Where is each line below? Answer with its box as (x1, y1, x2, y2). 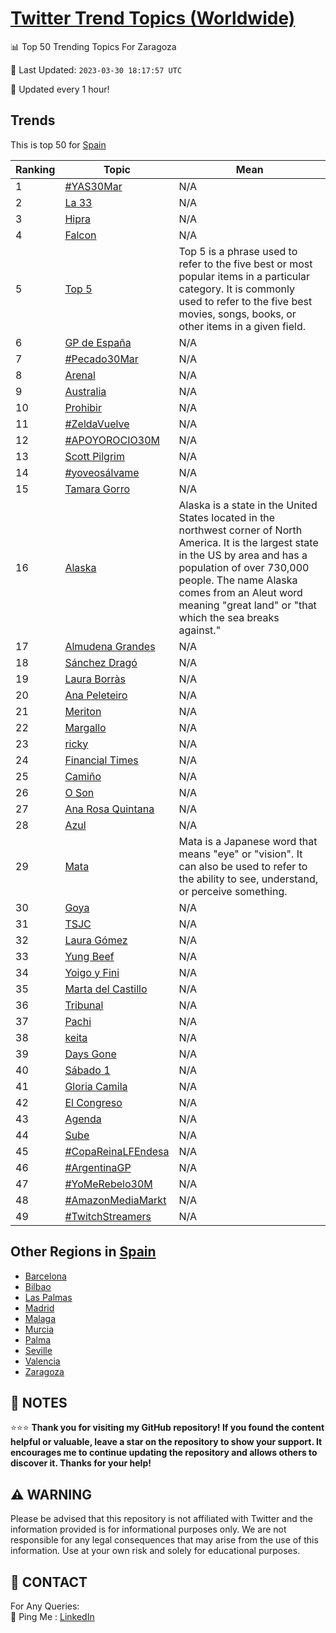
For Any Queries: (10, 1600, 80, 1612)
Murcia (24, 1323, 55, 1335)
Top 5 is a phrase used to (178, 244, 298, 258)
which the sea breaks (178, 610, 280, 624)
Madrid (24, 1302, 55, 1314)
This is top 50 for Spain (10, 138, 107, 151)
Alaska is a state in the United (178, 498, 318, 512)
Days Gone (64, 1047, 117, 1061)
